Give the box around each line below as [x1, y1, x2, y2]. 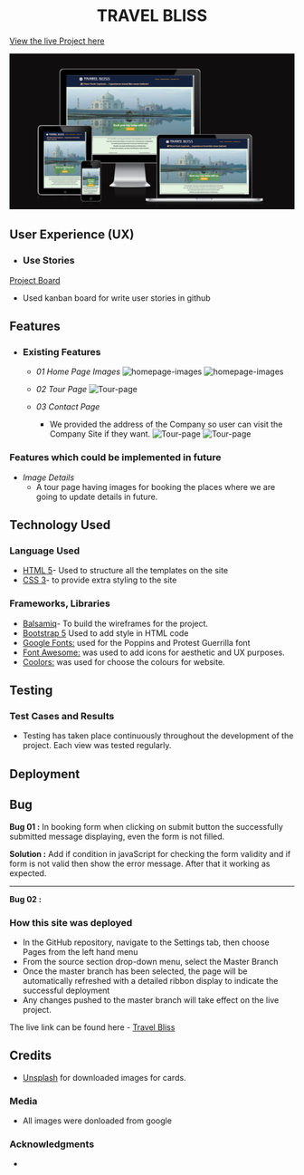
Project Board [9, 274, 61, 285]
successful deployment [22, 985, 110, 996]
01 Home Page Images [35, 366, 120, 377]
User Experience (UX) [9, 227, 135, 243]
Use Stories [22, 255, 75, 267]
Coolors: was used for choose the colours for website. [22, 656, 225, 667]
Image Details [22, 472, 75, 483]
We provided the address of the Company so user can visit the [49, 419, 283, 430]
